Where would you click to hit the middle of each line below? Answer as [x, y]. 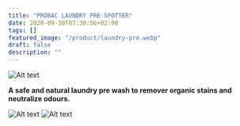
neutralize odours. [39, 99]
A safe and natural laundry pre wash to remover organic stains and [120, 90]
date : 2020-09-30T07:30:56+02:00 [63, 23]
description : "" [35, 52]
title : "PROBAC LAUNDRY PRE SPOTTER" [70, 15]
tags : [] [23, 30]
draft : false [30, 45]
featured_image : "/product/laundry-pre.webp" [84, 38]
